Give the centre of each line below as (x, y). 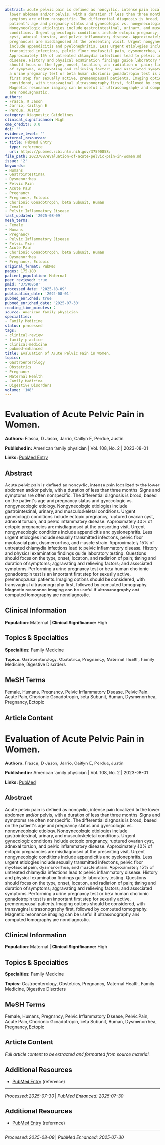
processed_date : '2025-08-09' (36, 289)
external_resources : (26, 138)
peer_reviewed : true (26, 280)
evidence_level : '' (25, 134)
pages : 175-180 (21, 271)
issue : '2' (16, 161)
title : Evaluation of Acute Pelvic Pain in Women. (58, 353)
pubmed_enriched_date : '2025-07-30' (42, 303)
